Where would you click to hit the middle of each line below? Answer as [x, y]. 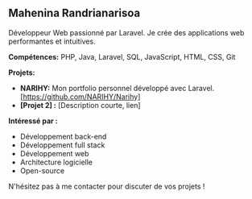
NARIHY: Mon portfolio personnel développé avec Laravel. [117, 88]
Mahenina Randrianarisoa [74, 13]
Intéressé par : [33, 121]
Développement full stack [62, 145]
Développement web [54, 153]
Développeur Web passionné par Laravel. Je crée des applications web [126, 32]
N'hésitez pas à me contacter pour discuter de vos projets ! [107, 186]
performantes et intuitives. [52, 41]
